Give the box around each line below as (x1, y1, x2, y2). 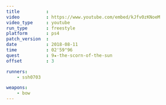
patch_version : (6, 36, 49, 42)
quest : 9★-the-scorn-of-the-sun (6, 52, 113, 58)
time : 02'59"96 (6, 47, 73, 53)
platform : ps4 (6, 31, 60, 37)
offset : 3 (6, 58, 55, 64)
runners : (6, 68, 28, 74)
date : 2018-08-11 (6, 42, 78, 48)
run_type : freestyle (6, 25, 76, 31)
